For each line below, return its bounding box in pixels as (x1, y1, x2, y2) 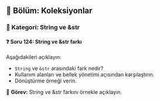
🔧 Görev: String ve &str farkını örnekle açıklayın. (6, 88, 122, 95)
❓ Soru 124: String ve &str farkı (6, 38, 82, 45)
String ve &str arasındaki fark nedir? (14, 65, 104, 72)
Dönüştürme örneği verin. (14, 77, 77, 84)
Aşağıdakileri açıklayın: (6, 53, 62, 60)
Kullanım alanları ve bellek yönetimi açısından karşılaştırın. (14, 71, 155, 78)
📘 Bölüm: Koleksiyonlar (6, 6, 93, 16)
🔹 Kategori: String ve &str (6, 23, 80, 32)
